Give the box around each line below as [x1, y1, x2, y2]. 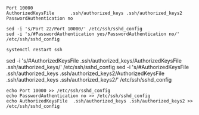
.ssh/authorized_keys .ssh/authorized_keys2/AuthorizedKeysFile [6, 70, 165, 77]
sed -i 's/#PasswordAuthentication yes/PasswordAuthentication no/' [6, 31, 180, 37]
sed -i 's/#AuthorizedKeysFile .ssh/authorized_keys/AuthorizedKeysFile [6, 57, 182, 64]
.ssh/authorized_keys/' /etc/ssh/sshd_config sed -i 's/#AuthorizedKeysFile [6, 64, 189, 70]
